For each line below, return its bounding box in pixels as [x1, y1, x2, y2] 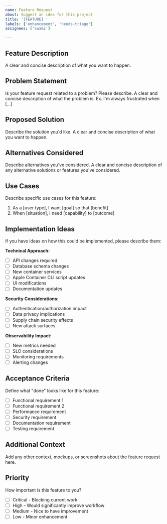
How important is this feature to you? [5, 487, 82, 493]
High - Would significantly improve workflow [12, 502, 105, 508]
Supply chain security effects [12, 317, 74, 323]
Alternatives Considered [5, 149, 84, 157]
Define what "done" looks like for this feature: [5, 387, 99, 394]
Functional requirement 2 [12, 403, 65, 409]
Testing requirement [12, 426, 54, 432]
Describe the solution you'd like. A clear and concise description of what [5, 128, 155, 135]
